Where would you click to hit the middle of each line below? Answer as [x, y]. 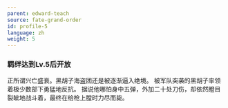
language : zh [26, 33]
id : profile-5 [28, 26]
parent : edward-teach [38, 13]
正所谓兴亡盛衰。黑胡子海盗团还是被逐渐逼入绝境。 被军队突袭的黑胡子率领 [114, 80]
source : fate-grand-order [44, 20]
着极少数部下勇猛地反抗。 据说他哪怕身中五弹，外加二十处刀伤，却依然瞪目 [114, 89]
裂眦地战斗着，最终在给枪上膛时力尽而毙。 [68, 98]
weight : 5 [21, 39]
